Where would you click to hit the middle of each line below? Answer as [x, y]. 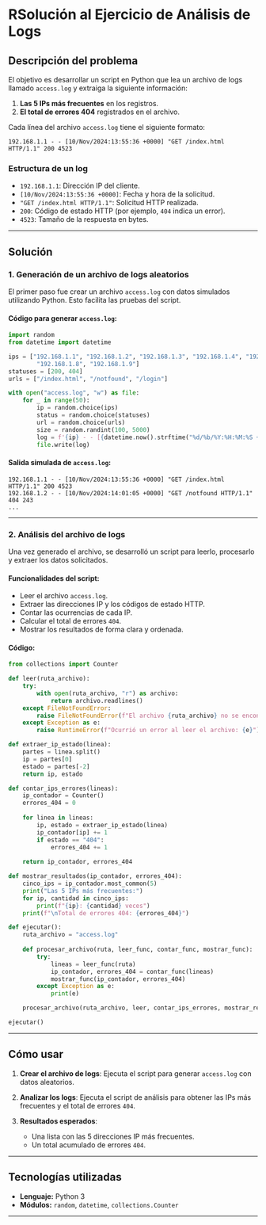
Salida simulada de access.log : [60, 463]
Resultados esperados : [58, 1121]
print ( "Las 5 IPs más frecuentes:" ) [83, 891]
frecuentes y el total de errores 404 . [78, 1105]
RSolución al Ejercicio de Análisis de [129, 15]
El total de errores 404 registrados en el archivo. [100, 112]
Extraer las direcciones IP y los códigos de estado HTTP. [112, 605]
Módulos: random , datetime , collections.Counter [99, 1204]
